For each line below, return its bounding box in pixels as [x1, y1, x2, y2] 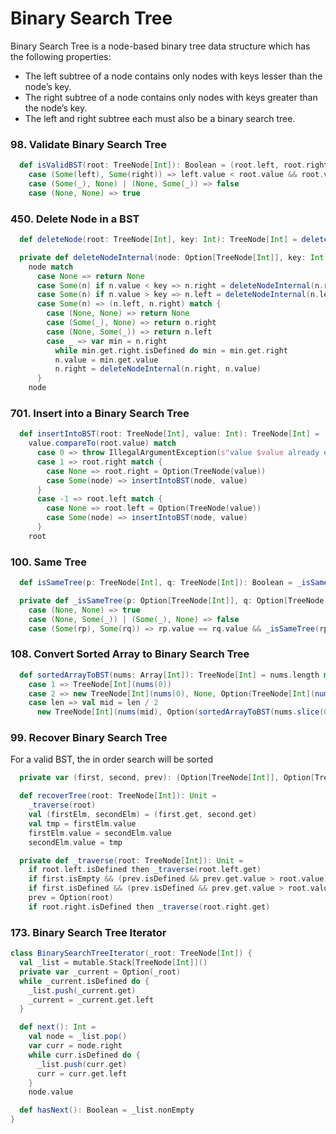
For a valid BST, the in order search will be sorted [10, 753, 214, 766]
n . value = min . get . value [54, 355, 159, 365]
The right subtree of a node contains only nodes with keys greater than [24, 91, 318, 103]
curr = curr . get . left [36, 1068, 128, 1079]
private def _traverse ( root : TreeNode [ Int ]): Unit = [19, 855, 244, 866]
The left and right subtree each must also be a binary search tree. [24, 112, 296, 124]
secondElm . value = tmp [28, 837, 123, 847]
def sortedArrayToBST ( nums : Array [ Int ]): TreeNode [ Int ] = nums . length [19, 670, 320, 680]
